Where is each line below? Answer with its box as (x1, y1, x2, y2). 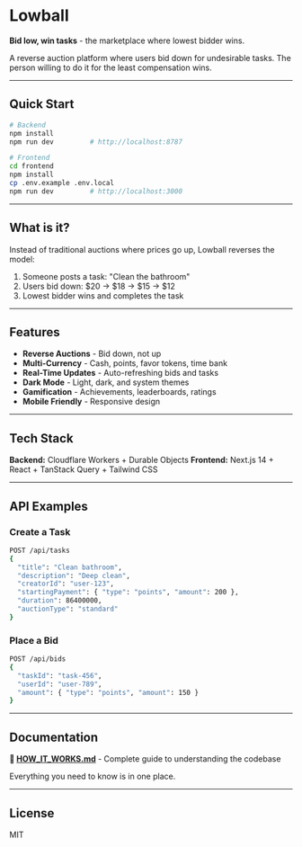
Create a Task (9, 525, 71, 538)
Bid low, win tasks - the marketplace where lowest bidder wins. (9, 35, 245, 46)
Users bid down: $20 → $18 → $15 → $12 (22, 281, 175, 291)
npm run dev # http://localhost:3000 (9, 186, 182, 196)
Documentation (9, 729, 99, 744)
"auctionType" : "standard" (17, 604, 119, 613)
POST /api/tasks (9, 546, 70, 555)
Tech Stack (9, 431, 74, 446)
